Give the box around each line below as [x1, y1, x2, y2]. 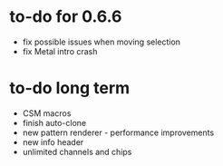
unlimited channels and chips [22, 146, 132, 157]
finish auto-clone [22, 117, 87, 128]
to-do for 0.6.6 [9, 6, 122, 27]
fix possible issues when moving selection [22, 36, 181, 47]
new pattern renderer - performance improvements [22, 127, 215, 138]
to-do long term [9, 78, 131, 99]
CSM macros [22, 107, 72, 119]
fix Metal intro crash [22, 45, 98, 56]
